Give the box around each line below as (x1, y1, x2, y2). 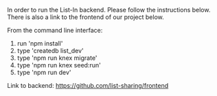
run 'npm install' (16, 39, 63, 47)
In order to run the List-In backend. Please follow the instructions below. (7, 6, 211, 14)
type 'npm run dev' (16, 68, 71, 76)
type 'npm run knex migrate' (16, 54, 98, 62)
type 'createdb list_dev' (16, 47, 84, 54)
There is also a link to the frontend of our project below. (7, 13, 164, 21)
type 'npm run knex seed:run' (16, 61, 101, 69)
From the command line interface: (7, 27, 103, 34)
